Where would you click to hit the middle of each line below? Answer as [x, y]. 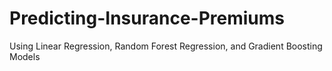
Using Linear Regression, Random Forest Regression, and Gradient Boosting [166, 46]
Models [25, 56]
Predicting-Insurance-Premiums [147, 18]
